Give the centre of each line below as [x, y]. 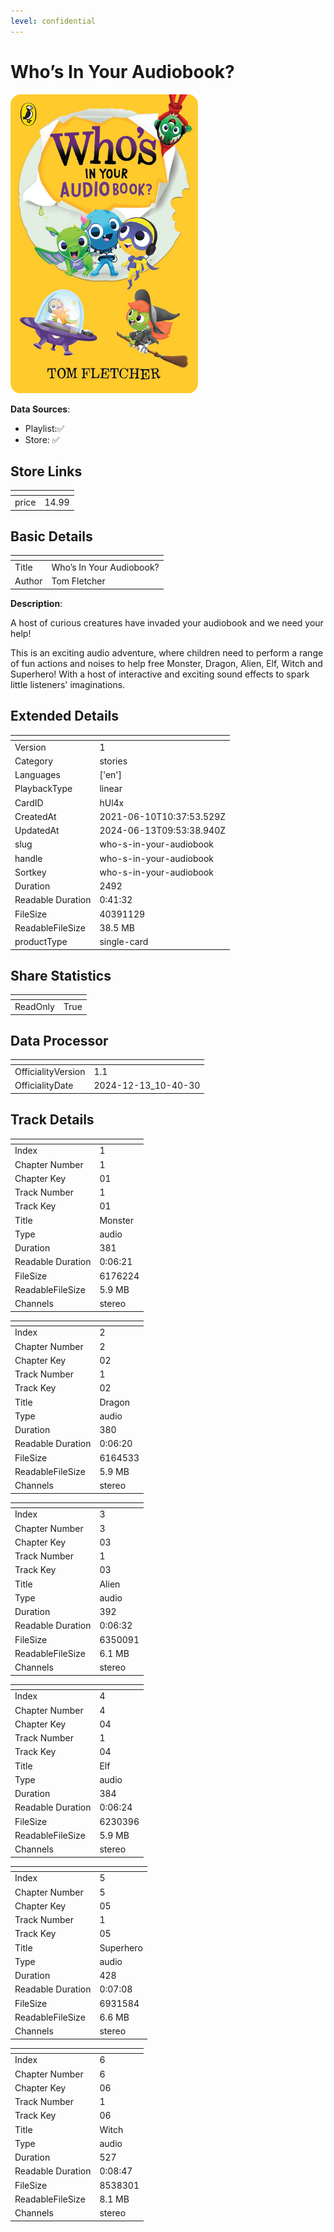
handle [28, 858]
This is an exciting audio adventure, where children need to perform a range [167, 652]
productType [41, 941]
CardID [29, 802]
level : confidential [53, 21]
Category [34, 761]
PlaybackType [43, 789]
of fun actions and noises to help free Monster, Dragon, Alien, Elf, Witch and [166, 663]
